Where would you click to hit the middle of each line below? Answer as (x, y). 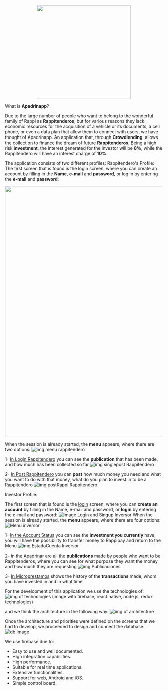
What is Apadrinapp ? (27, 106)
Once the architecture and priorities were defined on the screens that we (80, 621)
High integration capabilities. (42, 657)
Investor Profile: (21, 495)
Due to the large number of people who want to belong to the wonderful (79, 116)
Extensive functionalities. (38, 673)
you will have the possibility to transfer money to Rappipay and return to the (83, 540)
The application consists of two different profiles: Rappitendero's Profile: (80, 163)
